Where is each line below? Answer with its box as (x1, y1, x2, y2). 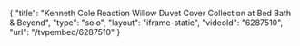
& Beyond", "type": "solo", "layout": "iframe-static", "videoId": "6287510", (9, 17, 284, 28)
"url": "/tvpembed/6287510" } (9, 27, 121, 37)
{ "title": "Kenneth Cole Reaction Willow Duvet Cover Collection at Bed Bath (9, 8, 292, 18)
